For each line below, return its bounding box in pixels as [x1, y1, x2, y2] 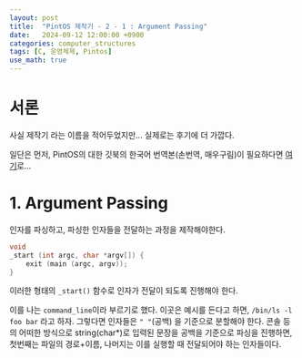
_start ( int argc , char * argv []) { [9, 251, 145, 260]
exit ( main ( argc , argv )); [25, 259, 128, 269]
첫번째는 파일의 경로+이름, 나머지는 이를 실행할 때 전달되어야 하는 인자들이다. [9, 339, 282, 350]
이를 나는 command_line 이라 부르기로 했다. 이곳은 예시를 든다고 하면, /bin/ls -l [9, 304, 293, 315]
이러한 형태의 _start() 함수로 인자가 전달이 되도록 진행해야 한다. [9, 285, 238, 296]
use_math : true [9, 56, 67, 65]
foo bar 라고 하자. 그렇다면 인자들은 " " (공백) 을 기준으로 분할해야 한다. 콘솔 [9, 316, 282, 327]
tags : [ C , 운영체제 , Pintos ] [9, 47, 112, 56]
